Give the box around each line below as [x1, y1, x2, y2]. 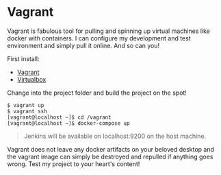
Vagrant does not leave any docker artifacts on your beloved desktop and [7, 145, 214, 153]
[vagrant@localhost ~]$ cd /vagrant [7, 114, 112, 121]
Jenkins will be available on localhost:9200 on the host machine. [23, 132, 207, 140]
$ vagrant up [7, 102, 44, 108]
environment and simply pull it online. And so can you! [7, 41, 159, 49]
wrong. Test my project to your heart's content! [7, 159, 140, 168]
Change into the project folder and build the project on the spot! [7, 89, 187, 97]
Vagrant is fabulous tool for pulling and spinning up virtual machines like [7, 27, 211, 35]
